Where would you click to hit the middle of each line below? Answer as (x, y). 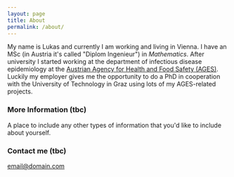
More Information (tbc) (47, 110)
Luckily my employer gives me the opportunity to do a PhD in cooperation (114, 77)
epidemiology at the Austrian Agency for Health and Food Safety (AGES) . (113, 69)
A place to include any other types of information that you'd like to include (115, 125)
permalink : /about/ (36, 27)
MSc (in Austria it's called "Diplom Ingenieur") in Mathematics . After (106, 54)
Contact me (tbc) (37, 150)
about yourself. (29, 132)
